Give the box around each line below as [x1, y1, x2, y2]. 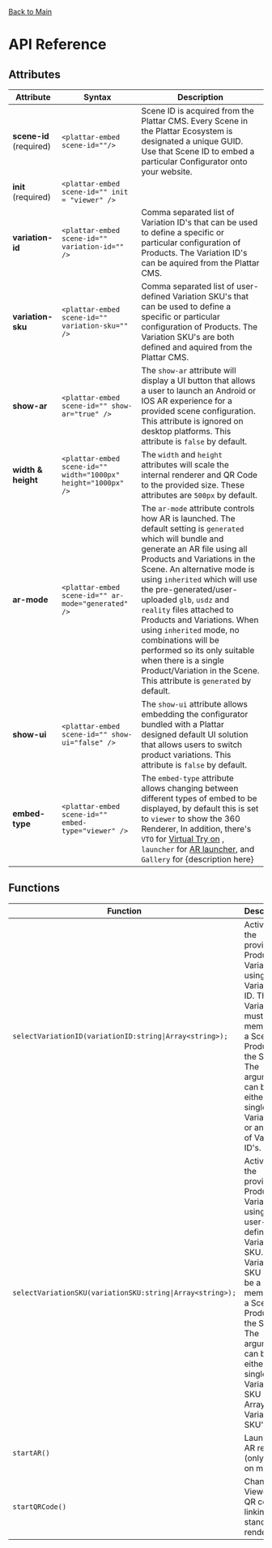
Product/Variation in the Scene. [141, 665, 260, 676]
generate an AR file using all [141, 544, 248, 554]
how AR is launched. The [141, 513, 236, 524]
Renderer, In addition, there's [141, 823, 252, 834]
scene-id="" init [62, 187, 129, 196]
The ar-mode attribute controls [141, 503, 255, 514]
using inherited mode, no [141, 625, 240, 635]
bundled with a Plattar [141, 719, 225, 729]
